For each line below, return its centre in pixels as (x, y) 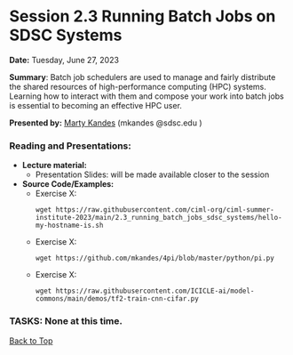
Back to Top (31, 341)
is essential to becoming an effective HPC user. (95, 105)
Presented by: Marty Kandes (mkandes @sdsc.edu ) (106, 123)
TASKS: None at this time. (66, 321)
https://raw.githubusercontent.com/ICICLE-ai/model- (155, 291)
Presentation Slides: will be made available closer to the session (152, 174)
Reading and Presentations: (70, 146)
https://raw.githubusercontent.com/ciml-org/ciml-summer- (165, 210)
